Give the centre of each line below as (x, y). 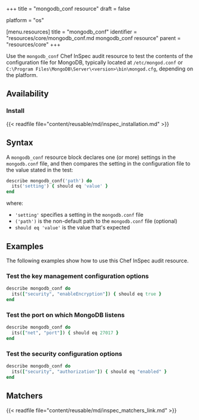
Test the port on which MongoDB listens (66, 315)
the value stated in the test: (40, 170)
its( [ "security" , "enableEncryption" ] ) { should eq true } (87, 294)
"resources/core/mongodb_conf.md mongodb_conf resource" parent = (94, 38)
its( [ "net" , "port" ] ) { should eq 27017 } (65, 333)
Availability (27, 94)
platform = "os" (25, 20)
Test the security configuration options (64, 354)
